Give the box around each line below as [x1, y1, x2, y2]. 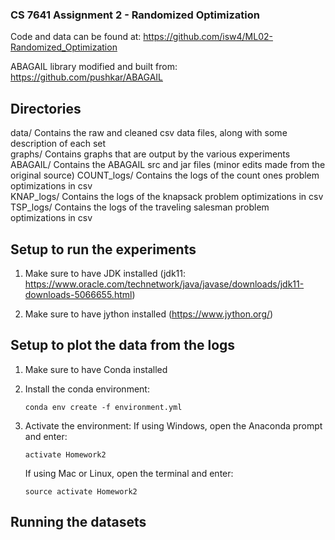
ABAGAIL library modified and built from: [10, 61, 178, 73]
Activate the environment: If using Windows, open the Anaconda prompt [24, 419, 323, 432]
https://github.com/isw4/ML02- [143, 31, 273, 43]
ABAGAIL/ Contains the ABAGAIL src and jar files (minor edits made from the [10, 159, 326, 171]
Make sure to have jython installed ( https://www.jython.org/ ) [24, 308, 274, 320]
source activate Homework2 [24, 486, 138, 497]
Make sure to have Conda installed [24, 363, 168, 375]
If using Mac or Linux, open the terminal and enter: [24, 467, 234, 479]
